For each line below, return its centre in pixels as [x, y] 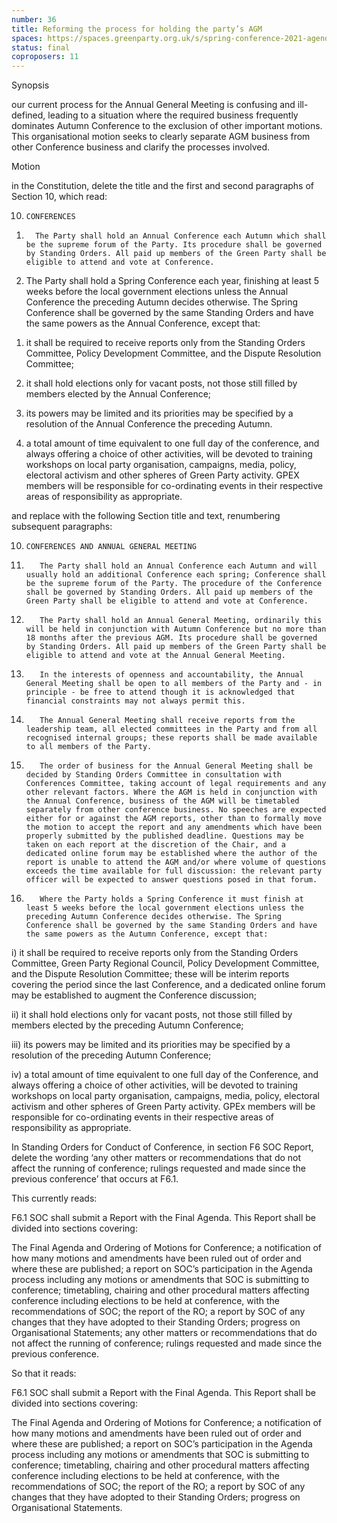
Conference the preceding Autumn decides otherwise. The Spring [162, 302]
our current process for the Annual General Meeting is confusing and [153, 105]
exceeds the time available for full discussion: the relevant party [174, 871]
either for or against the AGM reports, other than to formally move [174, 819]
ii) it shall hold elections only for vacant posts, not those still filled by [152, 1015]
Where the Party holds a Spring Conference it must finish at [171, 899]
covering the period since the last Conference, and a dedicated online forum [168, 985]
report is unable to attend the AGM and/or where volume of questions [176, 862]
